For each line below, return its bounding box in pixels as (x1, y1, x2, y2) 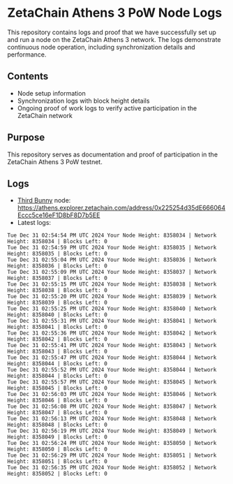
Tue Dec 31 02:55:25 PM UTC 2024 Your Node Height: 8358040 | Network (7, 305, 217, 312)
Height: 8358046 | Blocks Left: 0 (7, 397, 108, 404)
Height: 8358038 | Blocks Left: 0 (7, 287, 108, 294)
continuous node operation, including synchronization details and (7, 43, 195, 51)
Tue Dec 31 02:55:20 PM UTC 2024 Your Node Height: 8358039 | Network (7, 293, 217, 300)
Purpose (7, 131, 45, 144)
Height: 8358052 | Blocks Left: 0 (7, 470, 108, 478)
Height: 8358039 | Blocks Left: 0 (7, 299, 108, 307)
